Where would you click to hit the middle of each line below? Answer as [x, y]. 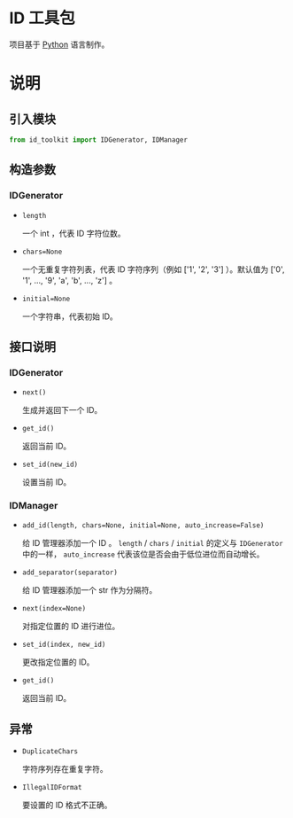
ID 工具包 [42, 18]
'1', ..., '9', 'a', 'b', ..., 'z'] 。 [69, 280]
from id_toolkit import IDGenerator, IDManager [99, 140]
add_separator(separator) [69, 573]
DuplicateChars [50, 752]
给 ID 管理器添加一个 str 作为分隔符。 [89, 590]
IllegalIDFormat [52, 788]
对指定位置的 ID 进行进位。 [71, 627]
